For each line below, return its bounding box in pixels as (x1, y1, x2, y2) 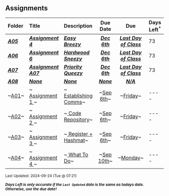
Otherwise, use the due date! (5, 186, 57, 192)
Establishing (63, 92, 93, 99)
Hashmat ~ (63, 137, 89, 144)
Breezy (63, 41, 81, 48)
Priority (63, 64, 82, 71)
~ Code (63, 110, 81, 117)
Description (63, 23, 93, 30)
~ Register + (63, 130, 93, 137)
